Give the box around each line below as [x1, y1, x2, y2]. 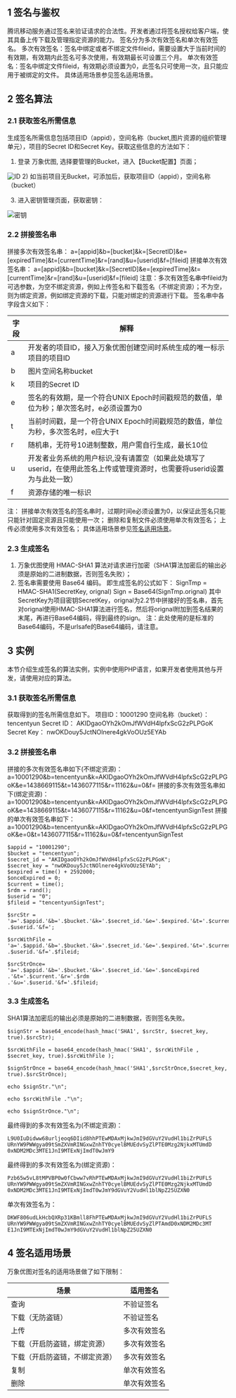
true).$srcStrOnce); [7, 1070, 68, 1077]
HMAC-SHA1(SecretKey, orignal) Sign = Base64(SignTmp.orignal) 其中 [17, 588, 221, 596]
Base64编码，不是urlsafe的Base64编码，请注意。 [17, 623, 162, 631]
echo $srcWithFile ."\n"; [7, 1095, 83, 1102]
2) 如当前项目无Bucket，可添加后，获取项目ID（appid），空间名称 [22, 171, 211, 181]
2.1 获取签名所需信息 [7, 116, 77, 126]
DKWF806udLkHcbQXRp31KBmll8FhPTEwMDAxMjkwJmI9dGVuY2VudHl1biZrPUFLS [7, 1214, 212, 1221]
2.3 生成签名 [7, 543, 50, 553]
